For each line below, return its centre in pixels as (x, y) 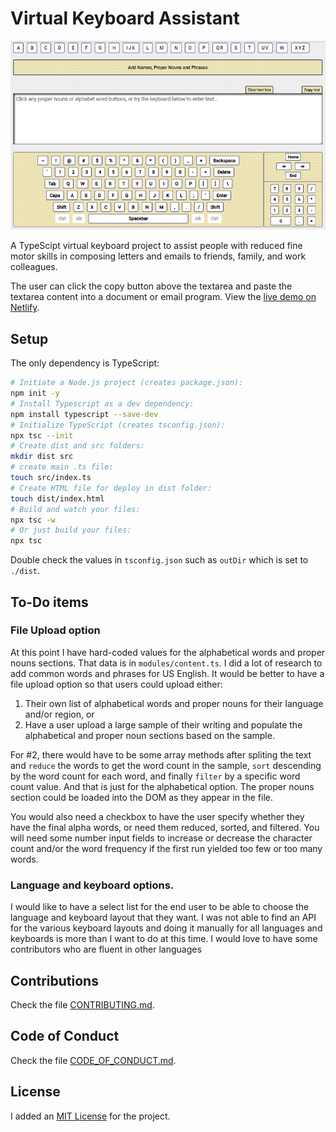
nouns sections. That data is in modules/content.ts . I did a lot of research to (166, 663)
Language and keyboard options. (92, 885)
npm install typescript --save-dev (84, 414)
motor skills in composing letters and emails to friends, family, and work (158, 256)
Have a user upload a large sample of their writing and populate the (163, 724)
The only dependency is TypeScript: (85, 363)
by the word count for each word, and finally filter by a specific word (155, 776)
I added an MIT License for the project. (90, 1116)
